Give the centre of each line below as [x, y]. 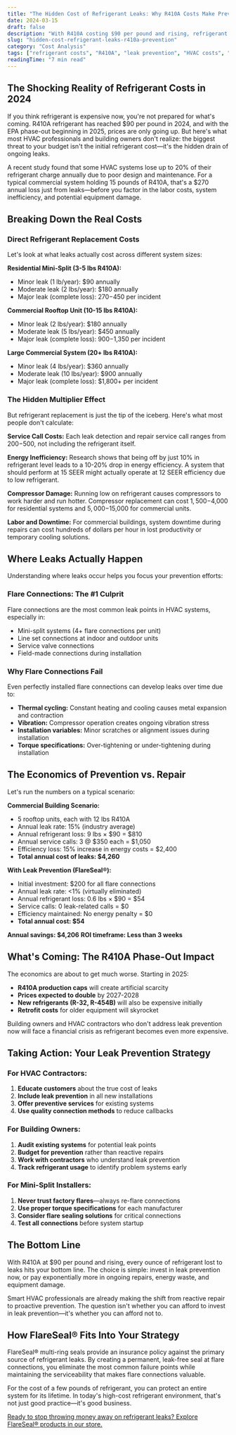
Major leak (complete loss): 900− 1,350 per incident [91, 339]
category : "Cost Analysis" [47, 46]
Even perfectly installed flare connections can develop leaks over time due [115, 687]
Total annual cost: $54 [51, 921]
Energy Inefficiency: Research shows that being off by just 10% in [104, 457]
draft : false [26, 27]
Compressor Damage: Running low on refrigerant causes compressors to [114, 493]
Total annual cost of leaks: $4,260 [68, 856]
